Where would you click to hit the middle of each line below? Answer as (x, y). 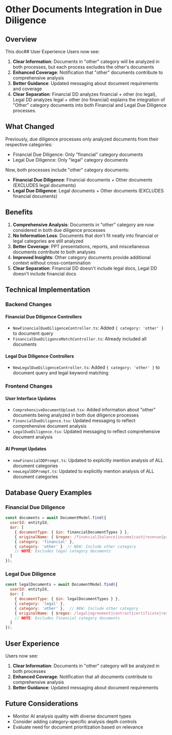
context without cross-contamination (52, 263)
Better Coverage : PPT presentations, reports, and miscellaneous (81, 246)
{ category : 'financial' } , (44, 542)
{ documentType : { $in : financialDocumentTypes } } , (72, 532)
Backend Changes (29, 304)
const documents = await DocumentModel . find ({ (56, 518)
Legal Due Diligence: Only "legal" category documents (70, 160)
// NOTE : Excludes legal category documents (63, 551)
